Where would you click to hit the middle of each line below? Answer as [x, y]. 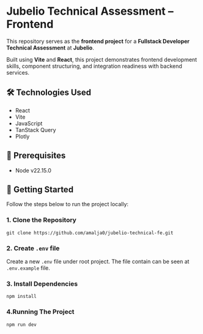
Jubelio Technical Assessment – [90, 11]
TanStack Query [35, 130]
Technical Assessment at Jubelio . [50, 48]
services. [18, 72]
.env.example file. [28, 268]
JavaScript [29, 123]
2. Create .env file [33, 248]
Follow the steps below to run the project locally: [68, 204]
